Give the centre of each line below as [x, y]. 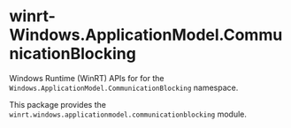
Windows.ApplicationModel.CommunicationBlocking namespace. [124, 87]
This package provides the [57, 104]
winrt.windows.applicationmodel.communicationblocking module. [128, 114]
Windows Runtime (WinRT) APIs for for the [87, 78]
